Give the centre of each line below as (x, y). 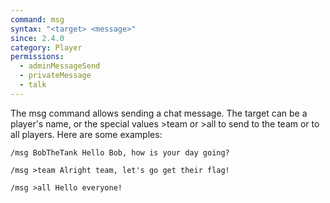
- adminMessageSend (60, 66)
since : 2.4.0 (37, 38)
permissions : (37, 57)
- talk (33, 85)
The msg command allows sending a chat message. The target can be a (159, 113)
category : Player (46, 47)
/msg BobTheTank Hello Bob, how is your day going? (120, 152)
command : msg (37, 19)
